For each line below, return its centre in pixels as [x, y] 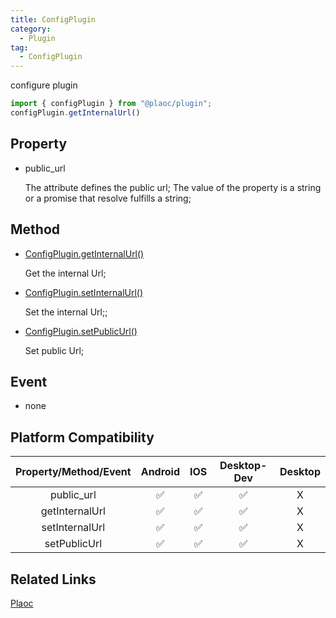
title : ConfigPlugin [53, 19]
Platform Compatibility [82, 437]
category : [31, 29]
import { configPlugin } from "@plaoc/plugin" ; [111, 104]
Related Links [53, 579]
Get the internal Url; [65, 273]
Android [160, 472]
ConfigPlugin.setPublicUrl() [81, 331]
